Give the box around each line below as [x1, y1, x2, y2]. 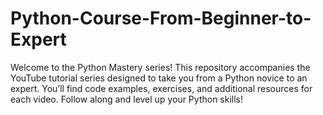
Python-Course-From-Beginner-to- [10, 7, 312, 30]
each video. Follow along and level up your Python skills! [10, 93, 244, 105]
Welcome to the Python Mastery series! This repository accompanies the [10, 61, 311, 73]
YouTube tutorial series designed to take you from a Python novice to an [10, 72, 308, 84]
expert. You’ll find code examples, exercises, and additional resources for [10, 82, 313, 94]
